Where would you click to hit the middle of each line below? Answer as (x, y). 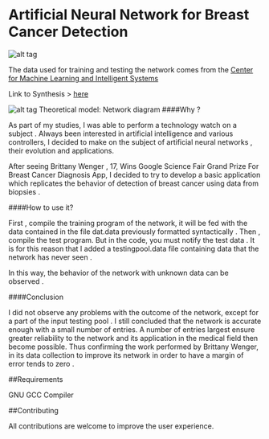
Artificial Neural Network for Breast (129, 15)
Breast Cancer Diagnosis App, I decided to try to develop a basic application (134, 174)
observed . (26, 281)
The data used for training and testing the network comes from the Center (131, 69)
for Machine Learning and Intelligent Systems (84, 78)
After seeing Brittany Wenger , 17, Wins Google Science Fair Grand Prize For (134, 166)
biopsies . (24, 191)
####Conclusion (36, 297)
